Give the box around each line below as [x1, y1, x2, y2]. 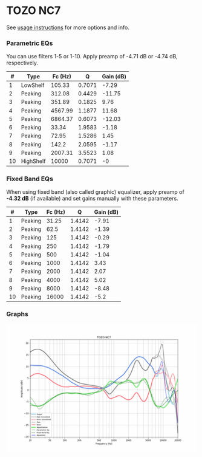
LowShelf [21, 81, 45, 89]
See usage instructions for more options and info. [6, 24, 130, 31]
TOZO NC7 [6, 4, 61, 18]
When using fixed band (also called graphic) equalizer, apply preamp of [6, 188, 184, 196]
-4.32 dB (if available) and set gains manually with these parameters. [6, 195, 178, 202]
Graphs [6, 310, 28, 318]
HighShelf [21, 157, 46, 165]
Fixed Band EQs [6, 174, 53, 183]
